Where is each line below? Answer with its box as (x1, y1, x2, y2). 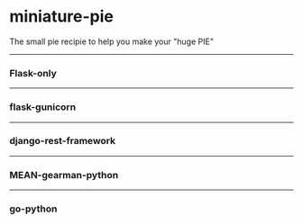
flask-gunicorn (9, 101, 77, 113)
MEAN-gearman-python (9, 168, 119, 181)
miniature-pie (9, 6, 115, 27)
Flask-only (9, 67, 57, 79)
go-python (9, 202, 58, 215)
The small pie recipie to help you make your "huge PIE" (9, 36, 215, 47)
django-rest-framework (9, 135, 116, 148)
